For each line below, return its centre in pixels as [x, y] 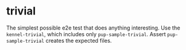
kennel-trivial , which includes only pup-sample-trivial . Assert [86, 34]
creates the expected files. [79, 40]
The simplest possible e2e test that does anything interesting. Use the [93, 28]
